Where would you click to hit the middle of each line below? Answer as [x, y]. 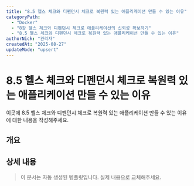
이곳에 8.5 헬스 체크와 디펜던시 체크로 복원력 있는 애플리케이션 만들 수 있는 [91, 113]
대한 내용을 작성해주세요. [40, 120]
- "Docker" [25, 22]
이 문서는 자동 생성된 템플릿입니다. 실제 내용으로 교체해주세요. [91, 177]
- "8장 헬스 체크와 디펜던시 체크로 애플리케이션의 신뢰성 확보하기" [81, 28]
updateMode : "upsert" [33, 50]
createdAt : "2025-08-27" [36, 45]
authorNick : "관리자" [31, 39]
